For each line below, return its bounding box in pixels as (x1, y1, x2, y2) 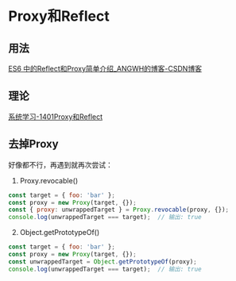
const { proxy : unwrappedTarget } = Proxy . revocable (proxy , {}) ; (8, 206, 229, 214)
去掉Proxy (8, 137, 59, 151)
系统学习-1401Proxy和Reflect (8, 112, 103, 121)
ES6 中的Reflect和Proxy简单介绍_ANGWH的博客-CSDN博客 (8, 64, 203, 73)
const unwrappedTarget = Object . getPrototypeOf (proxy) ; (8, 257, 197, 266)
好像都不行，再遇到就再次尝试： (8, 160, 113, 169)
